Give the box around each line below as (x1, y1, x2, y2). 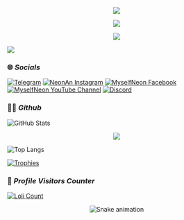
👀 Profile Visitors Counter (7, 176, 95, 185)
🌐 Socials (7, 62, 40, 72)
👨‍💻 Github (7, 103, 42, 112)
